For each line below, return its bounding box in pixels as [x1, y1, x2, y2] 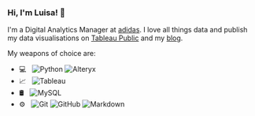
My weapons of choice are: [7, 49, 96, 58]
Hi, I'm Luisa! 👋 [7, 7, 66, 18]
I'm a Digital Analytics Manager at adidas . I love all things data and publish [7, 25, 248, 35]
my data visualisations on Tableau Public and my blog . [7, 33, 183, 43]
